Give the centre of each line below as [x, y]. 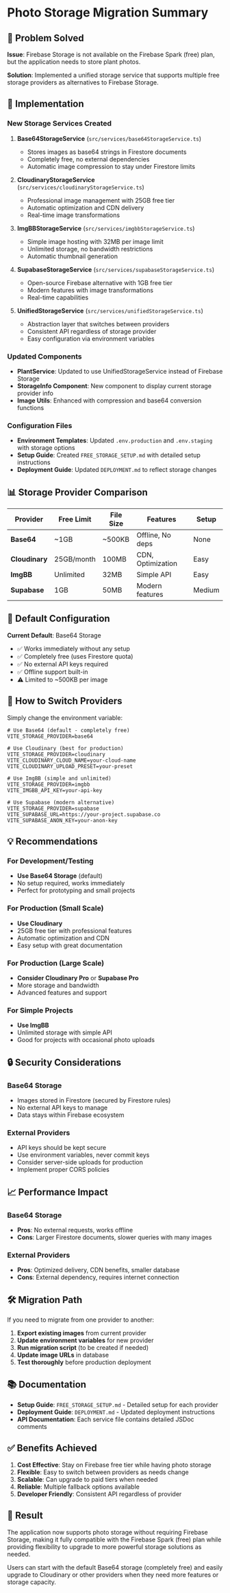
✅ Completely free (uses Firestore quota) [75, 656]
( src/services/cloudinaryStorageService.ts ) [81, 187]
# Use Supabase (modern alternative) [61, 802]
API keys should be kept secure [62, 1148]
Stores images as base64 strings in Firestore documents [107, 152]
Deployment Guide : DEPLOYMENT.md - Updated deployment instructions [116, 1412]
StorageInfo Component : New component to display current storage [114, 385]
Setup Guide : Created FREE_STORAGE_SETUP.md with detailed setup [108, 455]
